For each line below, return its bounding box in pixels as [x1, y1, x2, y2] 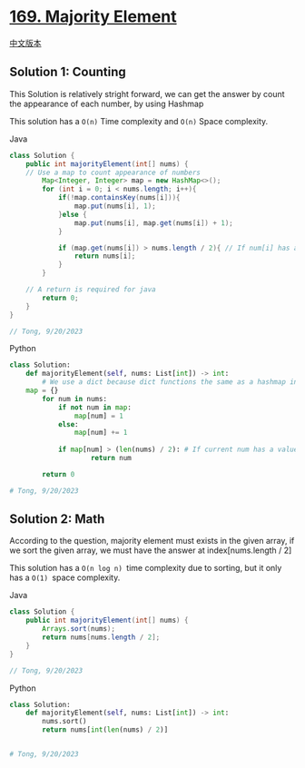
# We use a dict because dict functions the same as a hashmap [42, 378, 286, 387]
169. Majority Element [9, 6, 177, 27]
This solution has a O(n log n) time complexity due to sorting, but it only [9, 563, 282, 574]
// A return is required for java [25, 285, 156, 294]
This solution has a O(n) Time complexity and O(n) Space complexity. [9, 115, 269, 126]
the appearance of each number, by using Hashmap [9, 98, 204, 109]
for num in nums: [42, 394, 107, 403]
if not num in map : [57, 402, 132, 412]
